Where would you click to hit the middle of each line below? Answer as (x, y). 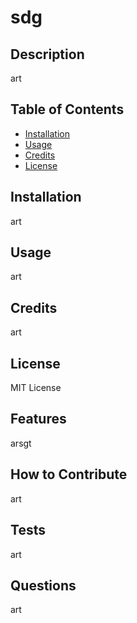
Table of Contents (67, 109)
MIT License (36, 388)
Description (47, 54)
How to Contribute (69, 474)
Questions (43, 585)
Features (38, 419)
